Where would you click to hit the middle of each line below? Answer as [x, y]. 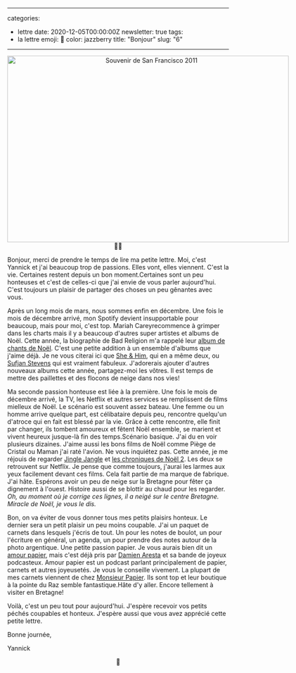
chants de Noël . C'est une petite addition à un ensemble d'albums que [109, 348]
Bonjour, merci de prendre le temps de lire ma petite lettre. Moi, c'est [107, 260]
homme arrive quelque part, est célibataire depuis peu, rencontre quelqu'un [117, 414]
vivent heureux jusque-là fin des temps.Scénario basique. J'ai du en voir [112, 436]
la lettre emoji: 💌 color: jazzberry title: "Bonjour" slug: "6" [100, 39]
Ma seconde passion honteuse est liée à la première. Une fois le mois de [112, 392]
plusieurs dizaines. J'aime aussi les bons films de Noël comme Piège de [111, 444]
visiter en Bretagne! [36, 592]
